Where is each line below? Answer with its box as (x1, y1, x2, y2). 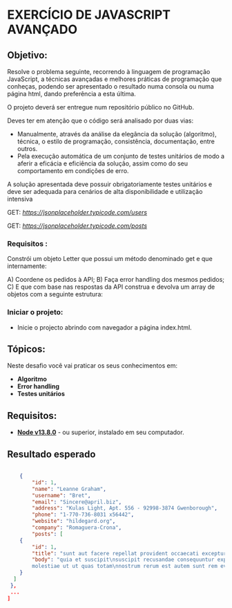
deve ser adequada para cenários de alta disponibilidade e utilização (7, 188, 203, 195)
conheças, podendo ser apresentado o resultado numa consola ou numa (7, 82, 214, 90)
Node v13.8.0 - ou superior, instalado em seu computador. (17, 428, 184, 436)
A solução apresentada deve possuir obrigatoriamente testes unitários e (7, 180, 213, 188)
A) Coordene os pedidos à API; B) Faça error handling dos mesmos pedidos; (7, 276, 225, 284)
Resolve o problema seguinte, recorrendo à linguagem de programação (7, 68, 211, 75)
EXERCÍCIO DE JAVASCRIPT (7, 7, 171, 23)
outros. (17, 145, 38, 152)
